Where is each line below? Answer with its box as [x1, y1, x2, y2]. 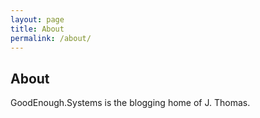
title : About [10, 24, 65, 34]
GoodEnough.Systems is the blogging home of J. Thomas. [10, 97, 251, 109]
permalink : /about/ [10, 33, 92, 43]
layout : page [10, 14, 65, 25]
